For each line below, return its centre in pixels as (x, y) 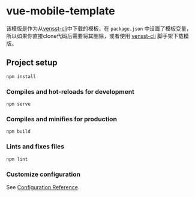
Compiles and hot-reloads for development (70, 91)
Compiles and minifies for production (61, 119)
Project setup (32, 63)
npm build (19, 132)
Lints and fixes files (35, 147)
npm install (21, 76)
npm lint (17, 159)
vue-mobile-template (61, 11)
